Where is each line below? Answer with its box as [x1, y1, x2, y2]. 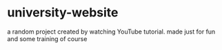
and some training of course [7, 34, 88, 42]
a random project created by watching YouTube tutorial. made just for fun [7, 27, 216, 36]
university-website [7, 5, 119, 21]
